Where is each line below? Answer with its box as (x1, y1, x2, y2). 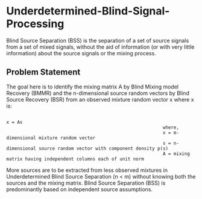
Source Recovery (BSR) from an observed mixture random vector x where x (6, 96, 194, 103)
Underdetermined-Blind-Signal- (6, 4, 170, 18)
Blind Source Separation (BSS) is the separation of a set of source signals (6, 37, 189, 44)
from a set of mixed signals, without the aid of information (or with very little (6, 43, 195, 51)
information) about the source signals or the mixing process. (6, 49, 157, 57)
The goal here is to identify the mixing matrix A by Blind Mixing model (6, 83, 179, 90)
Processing (6, 17, 65, 31)
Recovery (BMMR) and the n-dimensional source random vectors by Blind (6, 89, 190, 97)
